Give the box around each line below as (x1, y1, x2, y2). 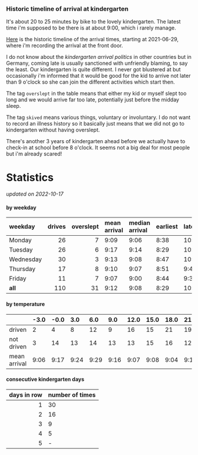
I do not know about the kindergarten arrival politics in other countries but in (6, 54, 192, 61)
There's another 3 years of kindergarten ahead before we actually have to (6, 138, 186, 145)
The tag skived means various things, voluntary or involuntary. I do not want (6, 114, 191, 121)
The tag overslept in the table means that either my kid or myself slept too (6, 90, 187, 97)
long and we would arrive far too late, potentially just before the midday (6, 96, 180, 103)
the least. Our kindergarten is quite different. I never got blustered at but (6, 66, 181, 73)
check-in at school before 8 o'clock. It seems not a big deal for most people (6, 144, 190, 151)
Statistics (6, 171, 54, 184)
